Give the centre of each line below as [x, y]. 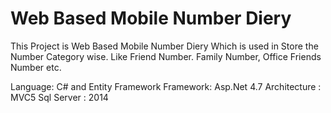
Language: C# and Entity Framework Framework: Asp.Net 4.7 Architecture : [166, 86]
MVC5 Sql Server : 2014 [59, 97]
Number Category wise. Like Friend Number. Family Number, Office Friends [166, 56]
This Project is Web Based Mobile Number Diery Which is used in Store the [164, 46]
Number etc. [36, 67]
